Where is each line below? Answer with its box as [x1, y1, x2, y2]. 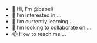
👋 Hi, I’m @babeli [11, 6, 53, 12]
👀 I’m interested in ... [11, 12, 62, 19]
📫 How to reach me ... [11, 31, 66, 37]
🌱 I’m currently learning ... [11, 18, 75, 24]
